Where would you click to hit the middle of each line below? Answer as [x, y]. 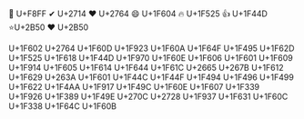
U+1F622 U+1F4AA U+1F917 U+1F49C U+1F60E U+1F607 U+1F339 [134, 87]
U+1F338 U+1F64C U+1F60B [63, 106]
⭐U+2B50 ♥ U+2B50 [49, 27]
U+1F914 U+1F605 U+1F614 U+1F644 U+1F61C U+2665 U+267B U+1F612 [146, 68]
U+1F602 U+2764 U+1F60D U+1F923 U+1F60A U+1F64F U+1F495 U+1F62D [152, 48]
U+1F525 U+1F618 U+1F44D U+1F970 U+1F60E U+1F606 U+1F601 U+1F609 [151, 58]
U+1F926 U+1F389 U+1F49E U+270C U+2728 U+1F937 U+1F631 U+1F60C [148, 96]
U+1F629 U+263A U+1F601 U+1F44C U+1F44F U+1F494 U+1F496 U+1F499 [152, 77]
